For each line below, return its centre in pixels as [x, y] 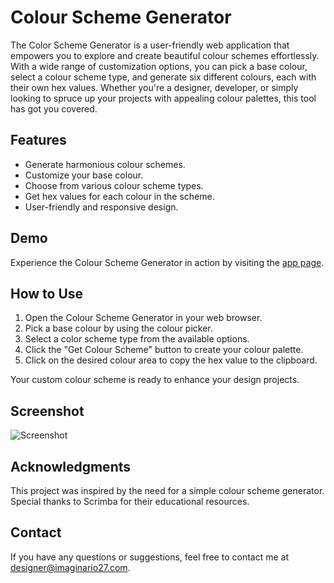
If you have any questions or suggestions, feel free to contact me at [149, 557]
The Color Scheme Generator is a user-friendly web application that [150, 45]
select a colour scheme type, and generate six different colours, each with [163, 77]
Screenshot [47, 411]
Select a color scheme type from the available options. [137, 339]
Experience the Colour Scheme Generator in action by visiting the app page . [167, 262]
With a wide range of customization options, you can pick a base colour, [159, 66]
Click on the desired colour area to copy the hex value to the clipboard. [171, 360]
